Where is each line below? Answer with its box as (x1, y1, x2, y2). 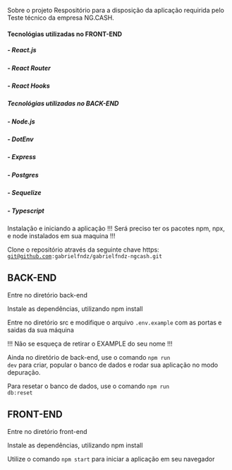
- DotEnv (7, 135, 34, 143)
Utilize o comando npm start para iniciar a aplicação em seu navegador (7, 454, 215, 463)
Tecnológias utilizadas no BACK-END (7, 99, 119, 108)
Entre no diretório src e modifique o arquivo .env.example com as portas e (7, 318, 222, 327)
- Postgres (7, 170, 39, 179)
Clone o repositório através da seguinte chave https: (7, 245, 160, 254)
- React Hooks (7, 81, 51, 90)
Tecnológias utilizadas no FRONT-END (7, 30, 122, 38)
